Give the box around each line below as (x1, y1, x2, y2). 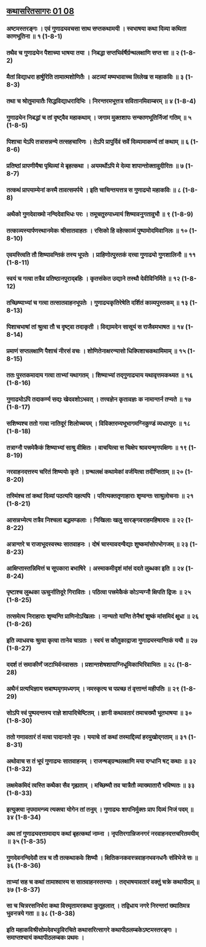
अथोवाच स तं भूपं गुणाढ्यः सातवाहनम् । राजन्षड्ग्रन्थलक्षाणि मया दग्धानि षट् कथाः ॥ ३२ (6, 757, 196, 765)
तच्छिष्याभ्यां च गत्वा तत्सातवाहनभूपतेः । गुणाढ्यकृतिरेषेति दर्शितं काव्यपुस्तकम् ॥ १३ (6, 299, 188, 307)
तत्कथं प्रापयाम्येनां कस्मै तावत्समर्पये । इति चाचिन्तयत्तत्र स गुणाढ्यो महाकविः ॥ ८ (6, 185, 181, 194)
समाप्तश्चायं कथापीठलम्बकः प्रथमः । (6, 934, 85, 942)
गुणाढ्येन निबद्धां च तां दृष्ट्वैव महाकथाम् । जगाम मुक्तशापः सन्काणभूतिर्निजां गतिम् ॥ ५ (6, 113, 192, 121)
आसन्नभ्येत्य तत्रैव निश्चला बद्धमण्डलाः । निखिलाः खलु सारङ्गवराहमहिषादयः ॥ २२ (6, 516, 184, 524)
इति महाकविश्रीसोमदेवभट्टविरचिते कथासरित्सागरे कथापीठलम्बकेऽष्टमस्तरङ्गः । (6, 926, 178, 934)
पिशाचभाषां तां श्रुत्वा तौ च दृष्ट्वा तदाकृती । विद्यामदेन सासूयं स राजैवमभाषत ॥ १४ (6, 323, 184, 331)
